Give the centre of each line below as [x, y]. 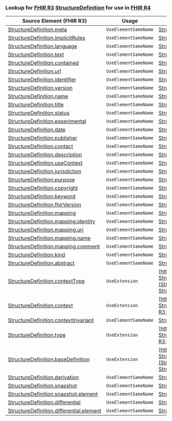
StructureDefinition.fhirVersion [45, 205]
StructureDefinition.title [36, 105]
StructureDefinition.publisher [43, 138]
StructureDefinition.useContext [45, 163]
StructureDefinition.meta [37, 30]
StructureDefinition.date [37, 130]
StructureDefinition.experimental [47, 121]
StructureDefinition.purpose [41, 180]
